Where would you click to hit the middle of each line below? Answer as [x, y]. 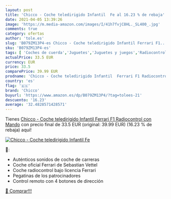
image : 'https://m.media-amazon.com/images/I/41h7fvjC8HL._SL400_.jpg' [83, 24]
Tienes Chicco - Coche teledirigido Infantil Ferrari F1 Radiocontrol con [78, 119]
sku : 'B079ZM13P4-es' [28, 48]
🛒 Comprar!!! [19, 191]
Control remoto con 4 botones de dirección [58, 181]
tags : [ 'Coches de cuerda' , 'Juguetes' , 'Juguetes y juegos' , [72, 52]
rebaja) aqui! [19, 130]
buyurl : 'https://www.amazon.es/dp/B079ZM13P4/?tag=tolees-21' [74, 95]
